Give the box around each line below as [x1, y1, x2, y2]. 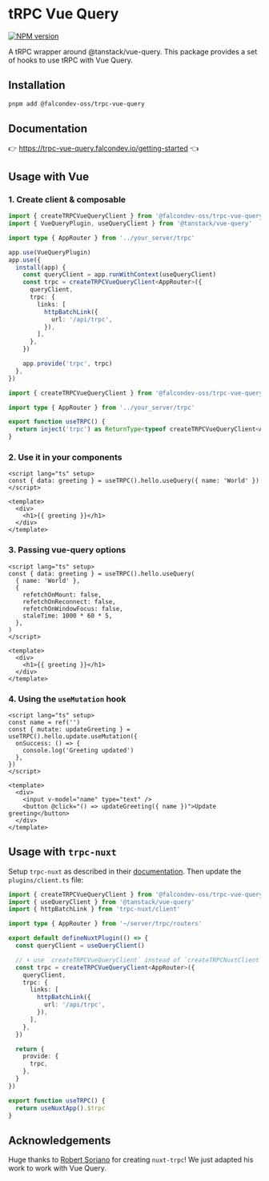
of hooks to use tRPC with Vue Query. [8, 55, 134, 65]
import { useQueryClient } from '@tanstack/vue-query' [8, 898, 195, 906]
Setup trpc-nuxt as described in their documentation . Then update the [8, 866, 242, 876]
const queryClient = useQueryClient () [15, 942, 146, 950]
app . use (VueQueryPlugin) [8, 248, 91, 256]
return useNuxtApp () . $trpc [15, 1104, 106, 1112]
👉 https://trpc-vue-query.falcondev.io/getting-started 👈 [8, 143, 199, 153]
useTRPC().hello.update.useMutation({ [8, 732, 138, 741]
